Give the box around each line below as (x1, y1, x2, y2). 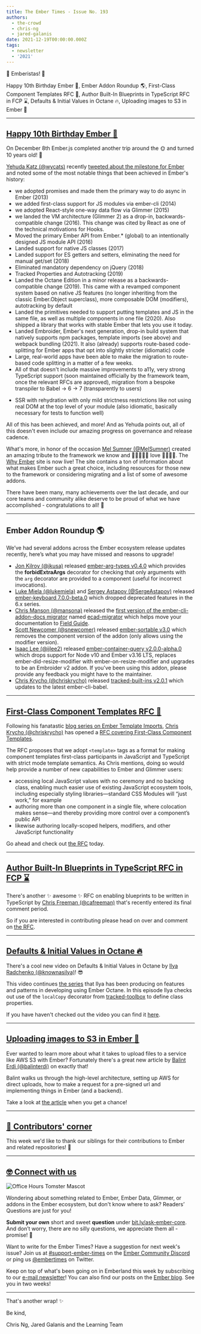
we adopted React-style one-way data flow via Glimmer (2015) (14, 206, 169, 214)
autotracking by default (14, 302, 73, 310)
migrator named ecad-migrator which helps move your (47, 613, 181, 621)
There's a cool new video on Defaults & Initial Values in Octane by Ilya (6, 962, 178, 969)
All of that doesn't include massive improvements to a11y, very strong (14, 366, 185, 373)
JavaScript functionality (14, 828, 74, 836)
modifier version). (14, 639, 59, 646)
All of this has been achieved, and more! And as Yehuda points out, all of (6, 421, 185, 428)
